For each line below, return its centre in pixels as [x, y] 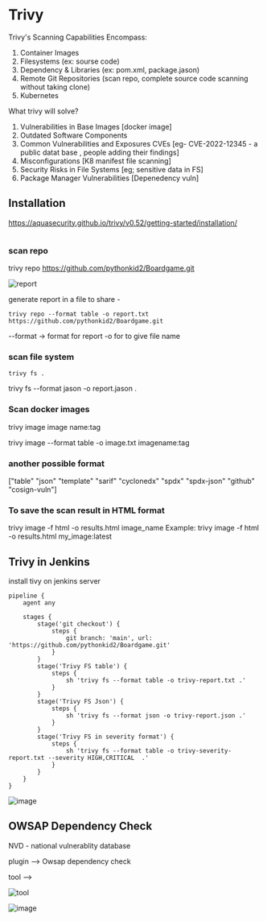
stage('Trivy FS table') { [82, 667]
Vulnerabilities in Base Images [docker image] [96, 126]
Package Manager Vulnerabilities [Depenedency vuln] [109, 178]
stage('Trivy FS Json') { [81, 702]
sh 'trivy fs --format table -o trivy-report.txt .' [156, 681]
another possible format [57, 463]
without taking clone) [55, 87]
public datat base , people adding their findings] [99, 152]
